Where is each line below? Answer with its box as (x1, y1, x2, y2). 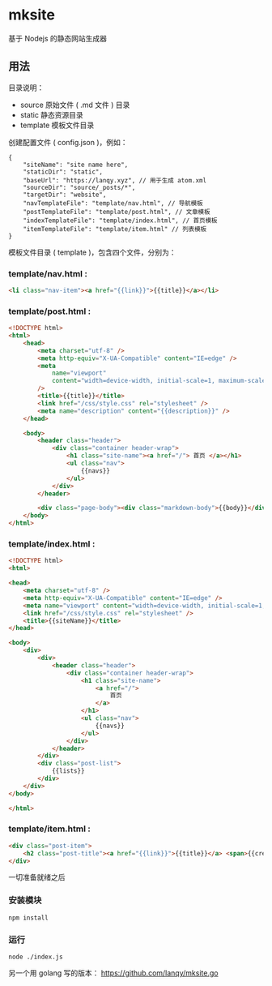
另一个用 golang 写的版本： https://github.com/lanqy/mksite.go (8, 968, 219, 978)
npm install (8, 914, 49, 922)
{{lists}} (51, 767, 85, 775)
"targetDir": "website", (23, 191, 107, 199)
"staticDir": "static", (23, 168, 104, 176)
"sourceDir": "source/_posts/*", (23, 183, 136, 191)
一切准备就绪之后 (8, 872, 66, 882)
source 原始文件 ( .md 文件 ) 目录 (19, 100, 130, 109)
